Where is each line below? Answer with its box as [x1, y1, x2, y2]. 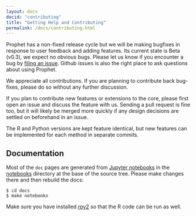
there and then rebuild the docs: [6, 177, 84, 184]
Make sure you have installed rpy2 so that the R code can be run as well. [6, 203, 182, 210]
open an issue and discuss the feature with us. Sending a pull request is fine [6, 101, 191, 109]
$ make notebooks [6, 193, 49, 199]
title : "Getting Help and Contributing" [6, 19, 107, 25]
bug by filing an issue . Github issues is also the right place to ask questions [6, 60, 188, 67]
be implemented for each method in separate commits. [6, 131, 139, 139]
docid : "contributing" [6, 14, 62, 20]
